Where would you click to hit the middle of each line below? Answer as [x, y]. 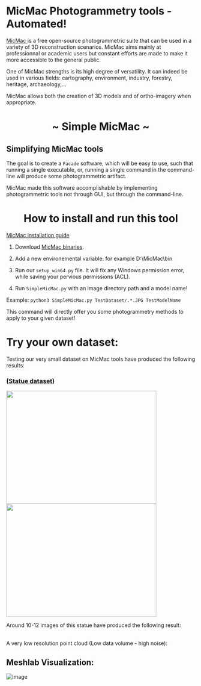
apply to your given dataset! [41, 318]
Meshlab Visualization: [50, 662]
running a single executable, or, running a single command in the [86, 169]
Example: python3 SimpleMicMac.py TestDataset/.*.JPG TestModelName [94, 300]
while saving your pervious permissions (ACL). [73, 276]
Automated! [37, 24]
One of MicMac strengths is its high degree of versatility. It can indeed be [97, 71]
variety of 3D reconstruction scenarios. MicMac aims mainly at [84, 47]
